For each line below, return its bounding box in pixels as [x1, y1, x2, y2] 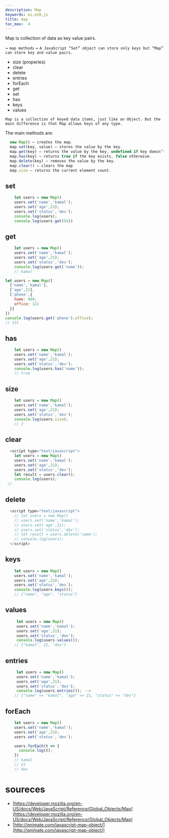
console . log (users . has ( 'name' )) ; [14, 366, 84, 371]
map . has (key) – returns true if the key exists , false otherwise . [10, 154, 152, 159]
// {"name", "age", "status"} [14, 592, 78, 597]
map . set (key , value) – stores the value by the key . [10, 144, 123, 150]
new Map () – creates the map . [10, 140, 73, 145]
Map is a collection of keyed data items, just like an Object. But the [5, 117, 161, 122]
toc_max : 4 [5, 21, 30, 27]
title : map [5, 17, 28, 22]
